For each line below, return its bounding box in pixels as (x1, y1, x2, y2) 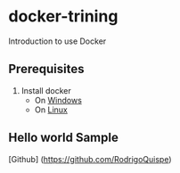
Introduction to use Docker (8, 36, 107, 46)
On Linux (34, 104, 69, 115)
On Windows (34, 95, 82, 105)
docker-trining (8, 6, 119, 27)
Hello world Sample (8, 130, 119, 145)
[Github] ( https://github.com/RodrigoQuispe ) (8, 153, 172, 164)
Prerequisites (8, 62, 85, 77)
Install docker (20, 85, 72, 95)
